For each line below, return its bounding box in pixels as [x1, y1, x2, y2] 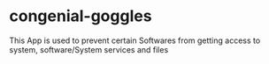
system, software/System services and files [9, 44, 169, 54]
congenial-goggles [9, 6, 152, 26]
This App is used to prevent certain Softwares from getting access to [9, 35, 261, 46]
